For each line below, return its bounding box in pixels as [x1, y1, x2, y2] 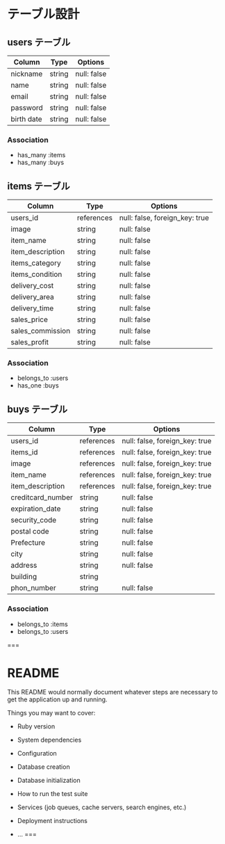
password [10, 103, 43, 112]
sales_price [10, 314, 49, 324]
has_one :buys [17, 381, 59, 390]
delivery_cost [10, 281, 54, 291]
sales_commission [10, 326, 71, 336]
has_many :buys [17, 158, 65, 167]
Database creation [17, 763, 71, 771]
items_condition [10, 269, 62, 279]
